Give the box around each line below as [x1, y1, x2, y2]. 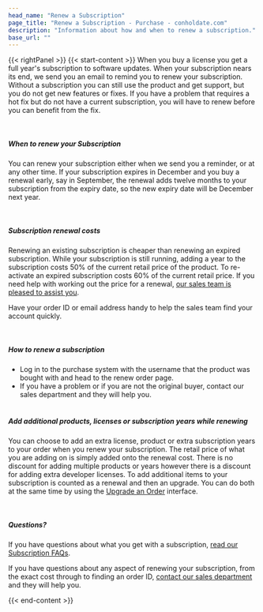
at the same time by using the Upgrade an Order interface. [8, 486, 199, 496]
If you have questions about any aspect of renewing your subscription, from [8, 564, 255, 573]
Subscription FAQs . [8, 548, 71, 558]
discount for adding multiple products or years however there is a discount [8, 461, 251, 471]
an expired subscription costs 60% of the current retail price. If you [36, 271, 255, 280]
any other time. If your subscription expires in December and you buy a [8, 167, 240, 177]
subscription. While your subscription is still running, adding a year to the [8, 254, 246, 264]
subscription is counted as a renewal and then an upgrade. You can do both [8, 479, 255, 488]
